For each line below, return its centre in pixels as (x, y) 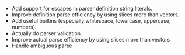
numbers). (24, 27)
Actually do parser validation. (47, 33)
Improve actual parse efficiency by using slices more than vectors (91, 39)
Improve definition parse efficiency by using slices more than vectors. (95, 15)
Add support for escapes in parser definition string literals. (82, 8)
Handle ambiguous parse (42, 46)
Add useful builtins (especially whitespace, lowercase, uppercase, (91, 21)
